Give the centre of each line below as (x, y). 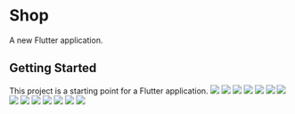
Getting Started (53, 68)
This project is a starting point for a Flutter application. (109, 91)
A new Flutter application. (56, 40)
